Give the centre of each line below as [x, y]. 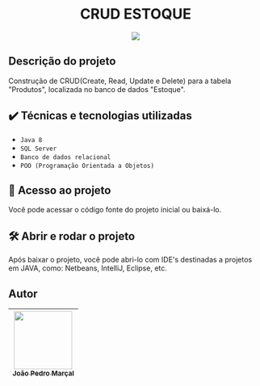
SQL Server [38, 149]
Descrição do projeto [62, 61]
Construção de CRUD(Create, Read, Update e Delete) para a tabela [120, 81]
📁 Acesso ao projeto [60, 190]
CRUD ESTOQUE [136, 14]
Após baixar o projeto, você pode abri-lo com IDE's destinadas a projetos [130, 260]
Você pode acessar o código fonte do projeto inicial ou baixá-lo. [115, 210]
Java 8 [31, 140]
